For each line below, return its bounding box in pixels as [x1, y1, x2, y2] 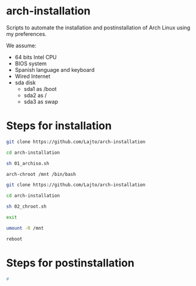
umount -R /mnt [6, 225, 44, 231]
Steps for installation [6, 119, 112, 133]
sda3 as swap [23, 98, 59, 105]
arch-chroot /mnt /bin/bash [6, 171, 76, 177]
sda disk [14, 79, 36, 86]
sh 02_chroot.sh [6, 203, 47, 210]
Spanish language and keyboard [14, 66, 94, 73]
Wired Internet [14, 72, 51, 80]
